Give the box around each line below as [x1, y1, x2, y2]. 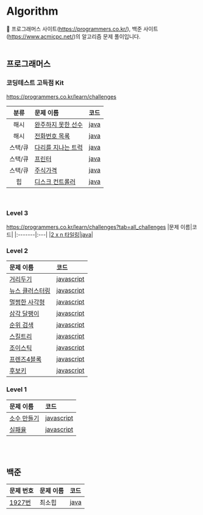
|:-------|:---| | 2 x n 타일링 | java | [14, 230, 93, 238]
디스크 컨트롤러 [34, 177, 76, 186]
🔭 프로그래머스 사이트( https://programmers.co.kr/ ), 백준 [6, 25, 142, 32]
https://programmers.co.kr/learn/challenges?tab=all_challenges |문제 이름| [6, 223, 193, 230]
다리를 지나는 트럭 [34, 143, 84, 152]
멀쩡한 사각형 [9, 298, 45, 307]
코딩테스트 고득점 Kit [6, 79, 64, 87]
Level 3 [6, 208, 29, 217]
